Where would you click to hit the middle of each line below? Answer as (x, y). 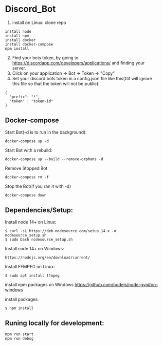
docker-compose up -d (27, 141)
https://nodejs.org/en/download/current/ (48, 258)
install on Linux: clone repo (39, 22)
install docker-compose (29, 44)
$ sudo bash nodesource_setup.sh (39, 239)
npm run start (19, 334)
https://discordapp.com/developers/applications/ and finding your (78, 63)
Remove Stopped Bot (26, 168)
